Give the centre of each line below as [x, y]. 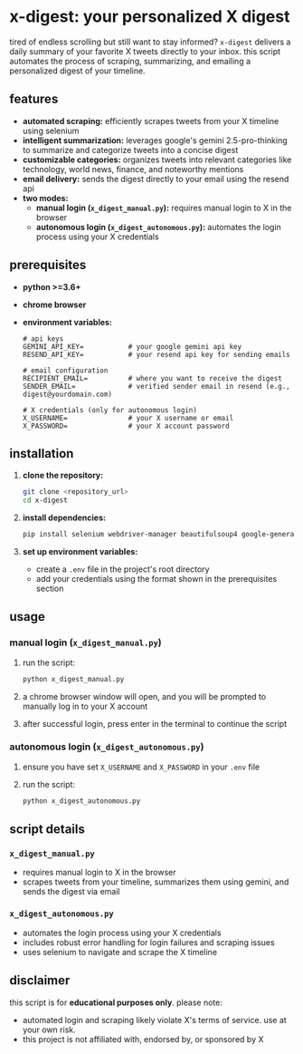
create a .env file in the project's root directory [123, 569]
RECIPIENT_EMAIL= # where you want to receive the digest [152, 378]
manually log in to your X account [85, 706]
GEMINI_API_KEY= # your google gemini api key [132, 346]
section [50, 588]
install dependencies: [64, 517]
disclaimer [40, 981]
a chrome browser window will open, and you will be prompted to [144, 696]
